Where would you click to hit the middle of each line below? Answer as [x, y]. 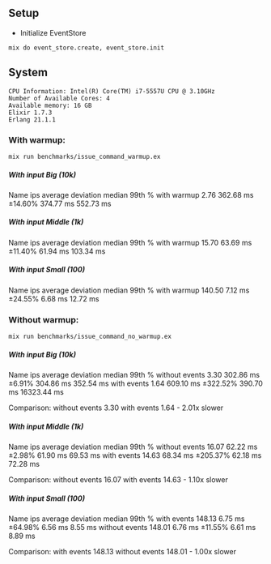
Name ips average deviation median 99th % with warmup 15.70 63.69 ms [130, 242]
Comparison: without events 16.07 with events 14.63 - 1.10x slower [118, 480]
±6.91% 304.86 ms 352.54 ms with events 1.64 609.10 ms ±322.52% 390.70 [135, 383]
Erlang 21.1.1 [32, 120]
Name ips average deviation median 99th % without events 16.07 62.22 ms [133, 447]
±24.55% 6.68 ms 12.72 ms [54, 298]
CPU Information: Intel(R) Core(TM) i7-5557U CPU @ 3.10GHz [112, 91]
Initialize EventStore [53, 32]
